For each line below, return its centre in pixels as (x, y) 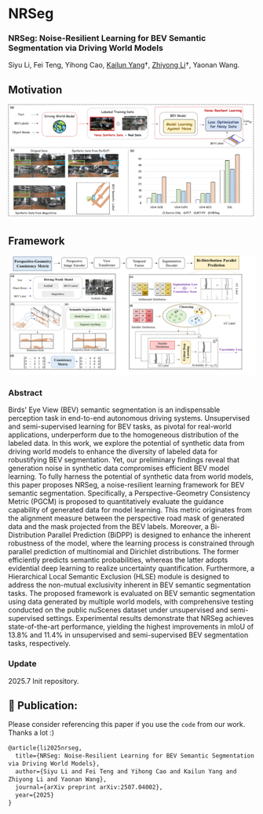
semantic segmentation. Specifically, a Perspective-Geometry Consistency (129, 493)
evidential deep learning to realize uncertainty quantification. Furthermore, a (131, 568)
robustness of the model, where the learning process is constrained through (131, 543)
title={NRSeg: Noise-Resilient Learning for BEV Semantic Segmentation (135, 756)
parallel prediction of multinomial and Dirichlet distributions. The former (124, 552)
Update (22, 664)
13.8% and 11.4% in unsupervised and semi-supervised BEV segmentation (128, 635)
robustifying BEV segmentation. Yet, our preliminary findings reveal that (124, 460)
